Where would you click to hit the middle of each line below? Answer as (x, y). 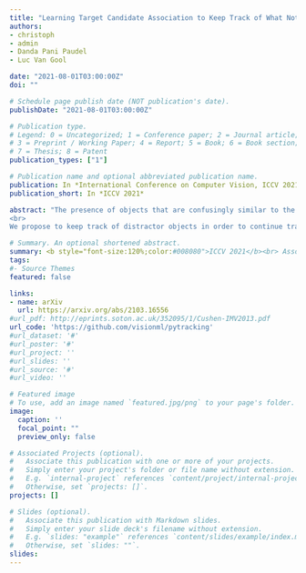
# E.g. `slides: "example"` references (89, 538)
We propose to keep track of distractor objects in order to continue (146, 227)
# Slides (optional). (51, 512)
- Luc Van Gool (38, 60)
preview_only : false (56, 437)
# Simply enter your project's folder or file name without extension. (153, 470)
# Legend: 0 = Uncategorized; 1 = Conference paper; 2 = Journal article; (154, 135)
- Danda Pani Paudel (49, 52)
